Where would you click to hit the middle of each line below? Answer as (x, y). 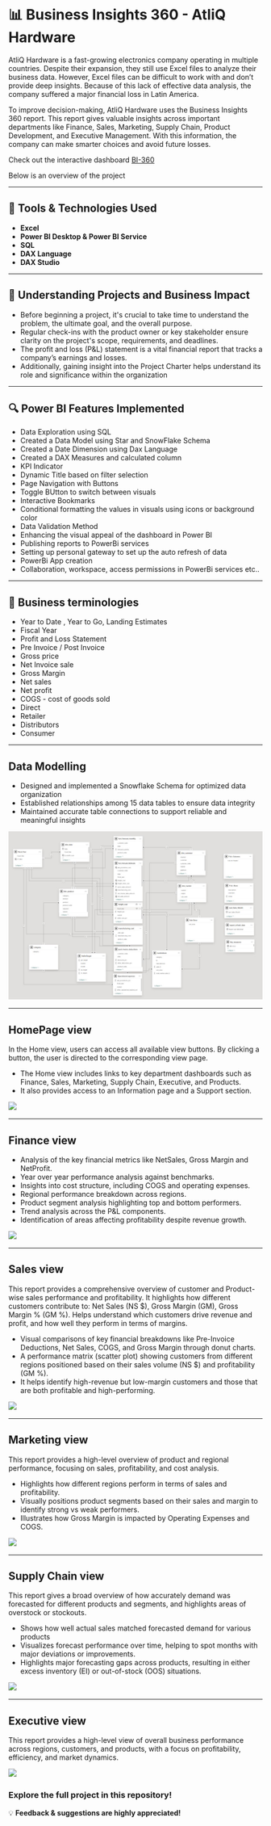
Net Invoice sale (47, 665)
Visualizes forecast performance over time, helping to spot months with (139, 1645)
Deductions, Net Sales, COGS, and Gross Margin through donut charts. (138, 1347)
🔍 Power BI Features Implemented (96, 408)
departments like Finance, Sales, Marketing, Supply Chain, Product (119, 127)
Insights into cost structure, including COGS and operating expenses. (135, 1185)
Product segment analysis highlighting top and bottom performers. (131, 1203)
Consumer (38, 733)
